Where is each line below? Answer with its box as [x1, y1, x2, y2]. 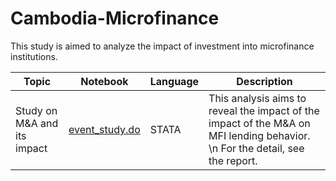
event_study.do [68, 122, 141, 136]
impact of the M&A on [208, 116, 311, 130]
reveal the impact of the [208, 103, 320, 117]
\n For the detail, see [208, 141, 305, 155]
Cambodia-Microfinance [10, 7, 220, 30]
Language [149, 74, 200, 88]
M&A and [15, 116, 59, 130]
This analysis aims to [208, 91, 307, 105]
